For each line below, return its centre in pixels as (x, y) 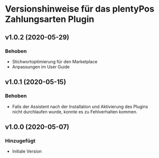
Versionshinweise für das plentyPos (80, 9)
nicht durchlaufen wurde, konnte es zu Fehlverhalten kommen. (75, 112)
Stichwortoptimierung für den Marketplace (55, 61)
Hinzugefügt (20, 140)
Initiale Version (27, 151)
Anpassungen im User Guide (41, 67)
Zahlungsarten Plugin (50, 19)
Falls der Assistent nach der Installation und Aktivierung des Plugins (80, 106)
